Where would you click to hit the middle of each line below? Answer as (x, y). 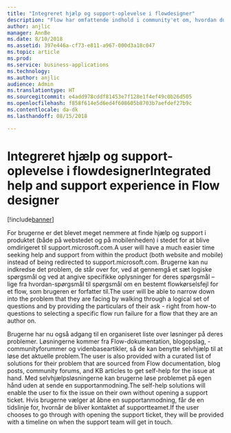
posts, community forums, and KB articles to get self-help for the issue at (111, 370)
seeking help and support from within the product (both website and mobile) (115, 254)
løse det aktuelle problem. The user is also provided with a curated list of (109, 356)
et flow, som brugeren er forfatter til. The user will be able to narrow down (111, 291)
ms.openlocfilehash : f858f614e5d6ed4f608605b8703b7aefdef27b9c (100, 103)
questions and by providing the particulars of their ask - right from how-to (112, 306)
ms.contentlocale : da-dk (43, 110)
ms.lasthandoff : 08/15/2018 (47, 116)
